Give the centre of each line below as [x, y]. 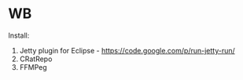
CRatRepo [36, 59]
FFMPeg [33, 67]
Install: [19, 35]
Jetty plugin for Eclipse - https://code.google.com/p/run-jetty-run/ [127, 50]
